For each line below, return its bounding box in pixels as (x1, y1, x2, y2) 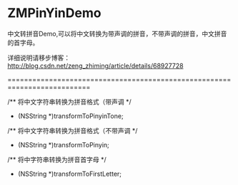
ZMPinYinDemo (7, 5, 101, 21)
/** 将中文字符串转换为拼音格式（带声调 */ (7, 97, 132, 106)
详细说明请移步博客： (7, 53, 70, 62)
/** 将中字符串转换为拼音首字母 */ (7, 155, 107, 164)
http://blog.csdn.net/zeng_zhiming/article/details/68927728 (7, 61, 184, 70)
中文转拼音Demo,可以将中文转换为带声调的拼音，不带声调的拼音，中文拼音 (7, 29, 227, 38)
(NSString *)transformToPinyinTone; (17, 112, 124, 120)
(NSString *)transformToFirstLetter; (17, 169, 122, 178)
